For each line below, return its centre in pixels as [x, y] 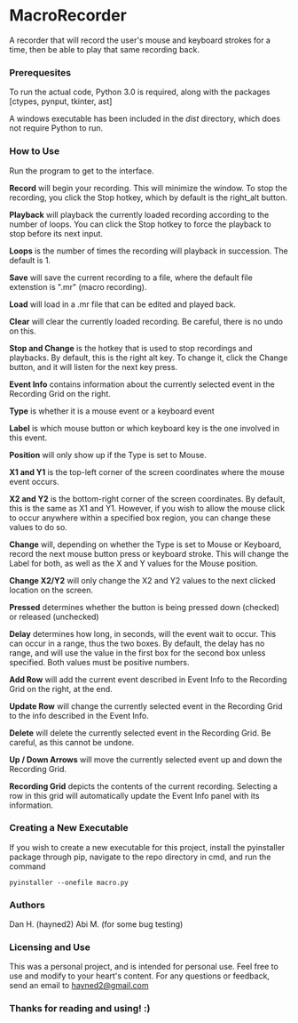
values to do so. [39, 527]
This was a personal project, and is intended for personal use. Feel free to [144, 967]
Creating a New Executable [69, 828]
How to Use [35, 151]
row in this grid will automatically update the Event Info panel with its [134, 795]
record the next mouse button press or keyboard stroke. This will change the [149, 553]
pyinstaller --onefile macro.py [69, 882]
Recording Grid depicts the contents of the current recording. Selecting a [143, 786]
